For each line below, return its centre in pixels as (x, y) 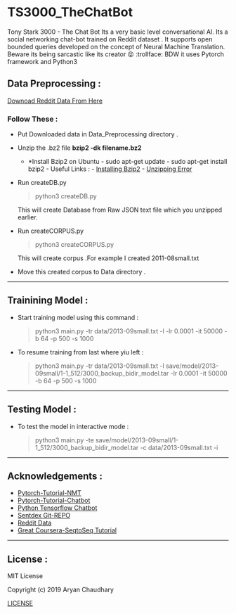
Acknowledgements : (55, 477)
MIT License (25, 576)
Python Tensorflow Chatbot (57, 508)
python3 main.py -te (65, 440)
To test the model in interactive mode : (73, 426)
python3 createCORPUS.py (74, 245)
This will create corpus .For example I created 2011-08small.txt (108, 258)
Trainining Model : (48, 301)
